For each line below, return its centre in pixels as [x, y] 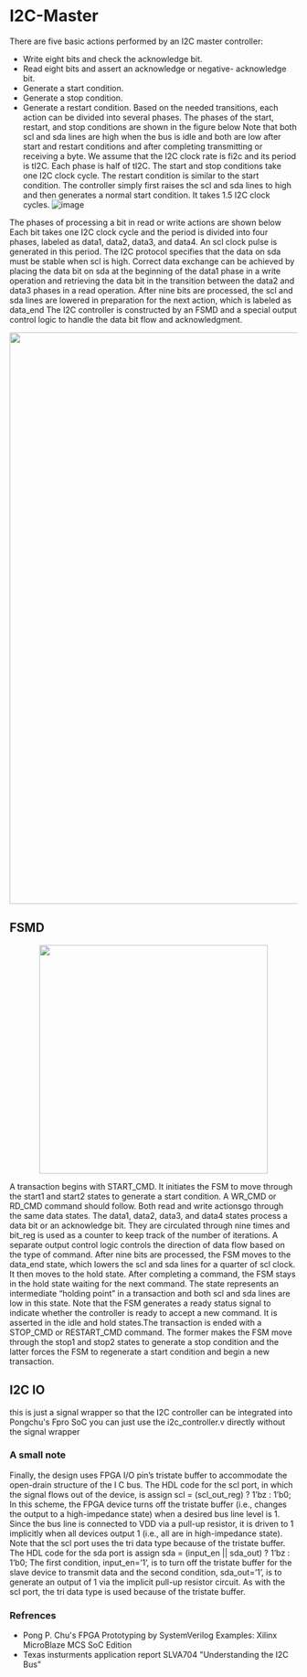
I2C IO [27, 1390]
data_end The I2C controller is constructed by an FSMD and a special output [153, 310]
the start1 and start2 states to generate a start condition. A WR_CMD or [143, 1196]
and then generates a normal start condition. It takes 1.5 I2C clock [147, 195]
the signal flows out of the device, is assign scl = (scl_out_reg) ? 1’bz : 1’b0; [150, 1494]
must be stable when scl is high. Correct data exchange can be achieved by [152, 261]
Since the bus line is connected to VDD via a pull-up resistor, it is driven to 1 [152, 1523]
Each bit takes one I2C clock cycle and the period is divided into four [139, 232]
